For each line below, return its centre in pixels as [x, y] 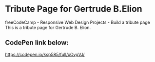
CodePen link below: [37, 43]
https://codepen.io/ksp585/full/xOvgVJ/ [45, 54]
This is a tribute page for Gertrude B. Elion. [48, 27]
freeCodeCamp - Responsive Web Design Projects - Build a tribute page [77, 22]
